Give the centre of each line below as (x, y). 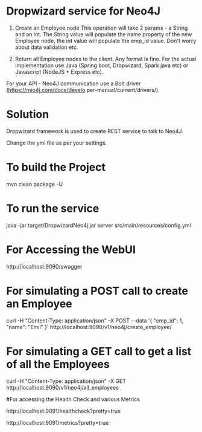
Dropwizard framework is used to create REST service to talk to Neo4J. (95, 131)
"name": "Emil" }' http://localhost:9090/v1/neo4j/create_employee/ (89, 327)
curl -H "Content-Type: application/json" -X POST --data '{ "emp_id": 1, (95, 320)
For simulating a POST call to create (97, 291)
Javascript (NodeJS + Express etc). (59, 71)
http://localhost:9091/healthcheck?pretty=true (64, 411)
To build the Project (56, 167)
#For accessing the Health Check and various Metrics (73, 399)
